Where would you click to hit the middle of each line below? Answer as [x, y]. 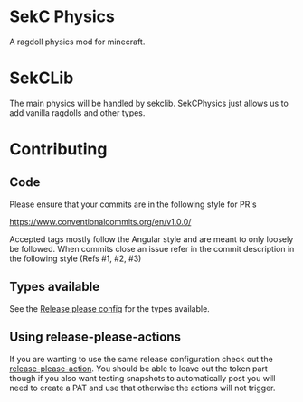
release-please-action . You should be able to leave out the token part [139, 369]
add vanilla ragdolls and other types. [77, 112]
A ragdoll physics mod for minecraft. [77, 42]
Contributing [58, 150]
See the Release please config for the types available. [109, 308]
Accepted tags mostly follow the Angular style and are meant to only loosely [151, 239]
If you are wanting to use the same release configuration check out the [141, 359]
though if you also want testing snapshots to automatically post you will [142, 378]
